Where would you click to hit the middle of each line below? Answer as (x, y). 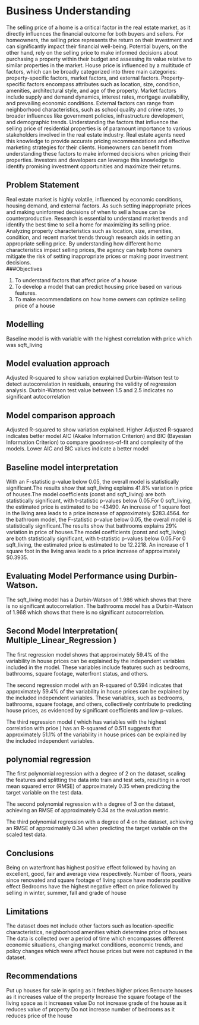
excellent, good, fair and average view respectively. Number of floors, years (99, 874)
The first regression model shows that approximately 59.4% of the (87, 654)
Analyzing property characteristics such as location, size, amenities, (90, 231)
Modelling (25, 324)
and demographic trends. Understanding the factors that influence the (92, 122)
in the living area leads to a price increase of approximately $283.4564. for (98, 513)
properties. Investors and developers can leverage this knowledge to (90, 160)
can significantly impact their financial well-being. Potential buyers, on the (97, 46)
